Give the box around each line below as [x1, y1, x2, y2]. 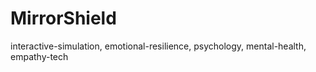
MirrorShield [10, 7, 117, 30]
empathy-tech [10, 50, 69, 62]
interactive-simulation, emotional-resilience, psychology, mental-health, [10, 40, 307, 52]
